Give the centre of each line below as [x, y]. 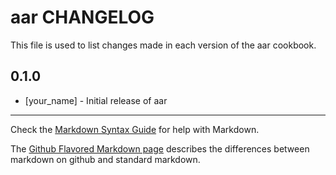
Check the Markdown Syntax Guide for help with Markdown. [135, 129]
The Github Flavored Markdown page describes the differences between [160, 148]
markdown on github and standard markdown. [105, 159]
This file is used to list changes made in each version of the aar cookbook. [163, 45]
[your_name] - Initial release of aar [96, 100]
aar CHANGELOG [82, 17]
